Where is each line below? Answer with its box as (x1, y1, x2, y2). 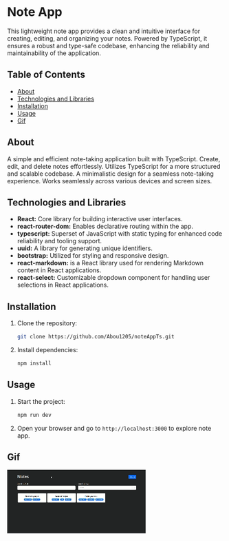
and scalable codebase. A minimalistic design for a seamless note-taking (7, 170, 215, 178)
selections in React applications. (17, 280, 109, 289)
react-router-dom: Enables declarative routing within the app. (17, 222, 194, 231)
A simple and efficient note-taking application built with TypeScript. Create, (7, 154, 221, 163)
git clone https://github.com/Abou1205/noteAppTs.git (17, 334, 175, 340)
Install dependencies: (17, 346, 78, 354)
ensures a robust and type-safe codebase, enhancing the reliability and (7, 41, 210, 50)
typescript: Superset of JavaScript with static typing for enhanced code (17, 229, 223, 238)
